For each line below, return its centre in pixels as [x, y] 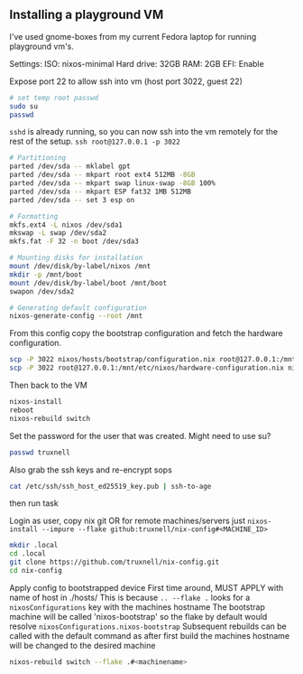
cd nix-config [36, 571]
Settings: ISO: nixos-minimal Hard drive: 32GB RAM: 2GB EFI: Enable [137, 63]
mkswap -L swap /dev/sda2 [58, 233]
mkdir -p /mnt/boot [46, 275]
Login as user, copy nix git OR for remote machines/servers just [128, 521]
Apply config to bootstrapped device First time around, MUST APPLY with [147, 587]
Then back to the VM [48, 385]
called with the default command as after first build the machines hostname [150, 635]
